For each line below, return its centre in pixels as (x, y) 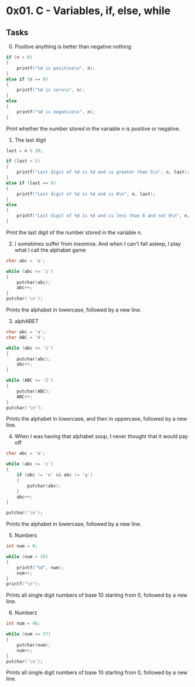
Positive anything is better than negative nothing (73, 46)
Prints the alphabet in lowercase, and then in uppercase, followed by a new (97, 419)
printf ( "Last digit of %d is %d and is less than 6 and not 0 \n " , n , (103, 216)
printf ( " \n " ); (23, 584)
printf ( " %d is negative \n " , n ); (56, 112)
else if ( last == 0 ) (31, 183)
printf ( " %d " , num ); (40, 567)
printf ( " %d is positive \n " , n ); (56, 68)
